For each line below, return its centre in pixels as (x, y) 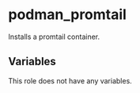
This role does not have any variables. (70, 80)
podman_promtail (67, 15)
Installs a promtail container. (54, 37)
